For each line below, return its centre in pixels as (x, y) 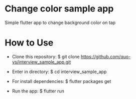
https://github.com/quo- (106, 56)
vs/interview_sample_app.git (41, 62)
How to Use (29, 43)
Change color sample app (59, 9)
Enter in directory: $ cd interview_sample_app (59, 71)
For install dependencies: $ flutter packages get (61, 81)
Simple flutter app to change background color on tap (60, 22)
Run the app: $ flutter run (38, 91)
